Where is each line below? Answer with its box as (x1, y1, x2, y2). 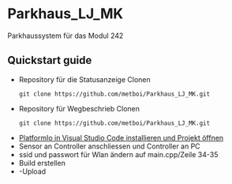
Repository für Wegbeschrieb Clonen (18, 103, 140, 113)
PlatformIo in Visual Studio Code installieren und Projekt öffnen (18, 133, 224, 142)
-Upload (18, 167, 47, 176)
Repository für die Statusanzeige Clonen (18, 74, 151, 84)
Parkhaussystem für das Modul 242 (7, 31, 124, 40)
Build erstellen (18, 158, 66, 167)
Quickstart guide (7, 54, 92, 67)
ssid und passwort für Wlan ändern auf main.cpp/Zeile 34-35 (18, 149, 219, 159)
